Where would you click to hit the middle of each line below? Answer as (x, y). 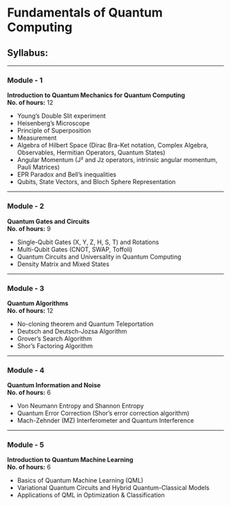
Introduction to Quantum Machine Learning (70, 460)
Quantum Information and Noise (54, 385)
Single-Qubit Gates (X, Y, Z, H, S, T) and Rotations (88, 242)
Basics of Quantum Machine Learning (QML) (80, 480)
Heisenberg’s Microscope (53, 123)
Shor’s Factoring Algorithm (55, 345)
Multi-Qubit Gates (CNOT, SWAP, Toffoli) (75, 249)
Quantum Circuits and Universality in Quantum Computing (99, 256)
